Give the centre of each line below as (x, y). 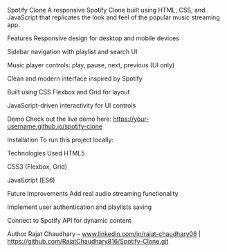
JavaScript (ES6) (31, 180)
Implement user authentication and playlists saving (80, 207)
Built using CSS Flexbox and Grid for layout (69, 92)
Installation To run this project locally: (61, 140)
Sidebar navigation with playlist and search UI (72, 52)
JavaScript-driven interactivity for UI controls (72, 106)
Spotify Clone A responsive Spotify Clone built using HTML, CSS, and (106, 10)
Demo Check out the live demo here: (60, 119)
